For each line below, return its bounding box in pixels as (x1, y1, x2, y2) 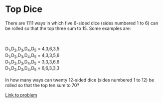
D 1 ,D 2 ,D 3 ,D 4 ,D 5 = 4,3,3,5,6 (5, 52, 60, 59)
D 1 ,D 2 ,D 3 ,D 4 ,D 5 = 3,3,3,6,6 (5, 58, 60, 66)
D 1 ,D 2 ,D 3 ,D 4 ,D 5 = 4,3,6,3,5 (5, 45, 60, 53)
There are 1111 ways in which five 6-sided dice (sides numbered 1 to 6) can (5, 20, 159, 26)
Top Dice (5, 3, 42, 15)
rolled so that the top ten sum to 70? (5, 82, 80, 88)
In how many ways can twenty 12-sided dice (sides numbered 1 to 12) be (5, 77, 155, 83)
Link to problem (5, 92, 37, 98)
